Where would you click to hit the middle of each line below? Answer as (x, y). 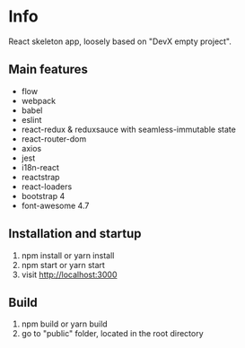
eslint (31, 119)
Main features (48, 70)
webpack (38, 100)
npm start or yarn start (63, 265)
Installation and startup (75, 234)
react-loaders (47, 187)
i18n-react (40, 167)
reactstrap (40, 177)
